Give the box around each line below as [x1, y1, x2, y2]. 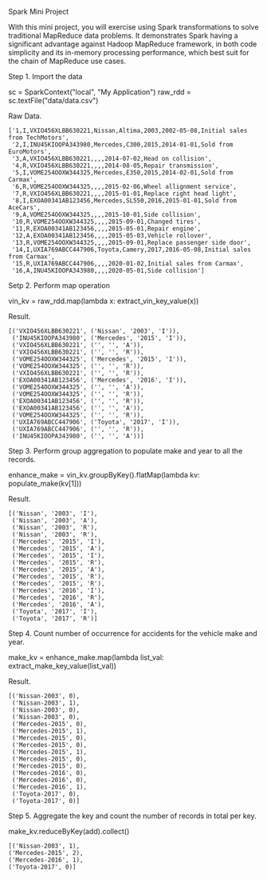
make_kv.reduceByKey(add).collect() [8, 827, 130, 836]
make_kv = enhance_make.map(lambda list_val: [8, 653, 165, 662]
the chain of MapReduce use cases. [8, 56, 126, 66]
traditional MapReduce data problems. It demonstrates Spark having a [8, 31, 238, 40]
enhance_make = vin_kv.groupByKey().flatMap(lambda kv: [8, 470, 201, 479]
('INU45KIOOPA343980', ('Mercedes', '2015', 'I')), [11, 334, 187, 342]
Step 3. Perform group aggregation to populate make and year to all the [8, 446, 243, 455]
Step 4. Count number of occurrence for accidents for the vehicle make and [8, 629, 257, 638]
